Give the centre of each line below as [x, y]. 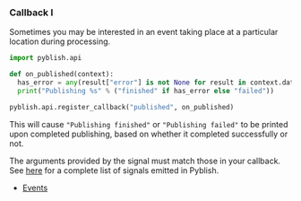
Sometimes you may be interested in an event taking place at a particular [144, 32]
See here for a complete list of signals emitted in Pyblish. [114, 170]
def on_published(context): [62, 74]
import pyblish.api [46, 58]
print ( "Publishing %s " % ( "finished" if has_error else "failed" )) [146, 91]
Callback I [31, 13]
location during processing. [60, 41]
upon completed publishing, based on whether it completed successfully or [149, 134]
